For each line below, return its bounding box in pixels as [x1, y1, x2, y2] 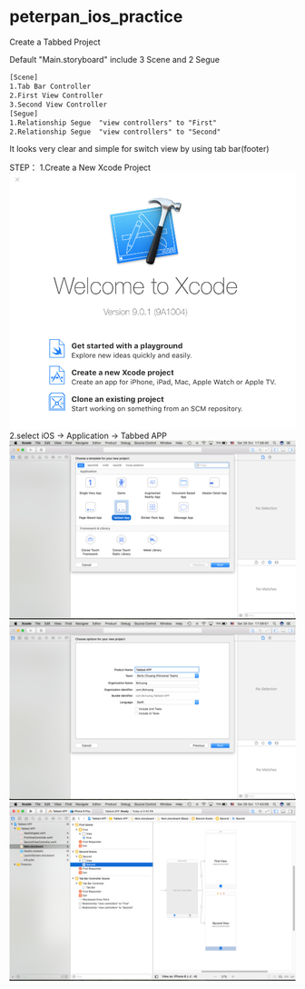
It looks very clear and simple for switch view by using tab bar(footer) [9, 143, 270, 154]
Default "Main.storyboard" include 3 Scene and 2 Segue [9, 54, 221, 65]
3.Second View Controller [9, 100, 107, 109]
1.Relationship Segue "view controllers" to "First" [9, 118, 218, 127]
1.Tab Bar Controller [9, 82, 92, 91]
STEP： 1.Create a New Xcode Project [9, 162, 152, 173]
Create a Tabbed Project [9, 36, 101, 47]
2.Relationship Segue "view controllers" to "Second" [9, 127, 221, 136]
